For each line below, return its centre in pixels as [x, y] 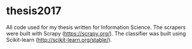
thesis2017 [34, 11]
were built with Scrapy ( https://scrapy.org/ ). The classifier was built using [96, 33]
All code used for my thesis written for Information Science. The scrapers [96, 27]
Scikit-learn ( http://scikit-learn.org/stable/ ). [59, 40]
